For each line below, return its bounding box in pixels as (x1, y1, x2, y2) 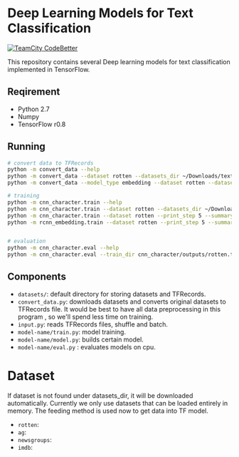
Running (7, 140, 46, 153)
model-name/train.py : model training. (17, 327, 127, 336)
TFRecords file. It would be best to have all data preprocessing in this (17, 304, 221, 313)
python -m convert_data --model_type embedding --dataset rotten (7, 180, 205, 187)
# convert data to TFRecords (7, 159, 94, 167)
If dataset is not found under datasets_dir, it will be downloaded (7, 391, 193, 400)
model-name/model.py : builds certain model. (17, 335, 144, 344)
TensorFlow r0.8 (17, 120, 66, 128)
